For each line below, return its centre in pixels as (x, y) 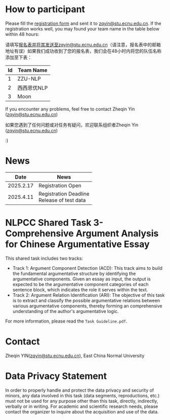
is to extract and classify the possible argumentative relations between (86, 300)
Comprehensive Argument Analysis (82, 234)
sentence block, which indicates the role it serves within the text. (80, 290)
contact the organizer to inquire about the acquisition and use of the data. (82, 411)
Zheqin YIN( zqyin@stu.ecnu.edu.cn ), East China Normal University (75, 356)
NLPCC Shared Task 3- (54, 223)
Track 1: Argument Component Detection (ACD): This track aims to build (88, 268)
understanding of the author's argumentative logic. (66, 311)
